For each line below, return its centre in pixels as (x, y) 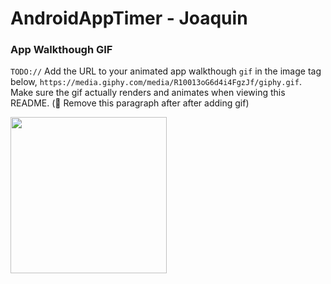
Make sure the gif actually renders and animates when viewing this (148, 93)
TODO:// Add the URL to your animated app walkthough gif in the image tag (166, 71)
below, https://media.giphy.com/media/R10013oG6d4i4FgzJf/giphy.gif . (156, 82)
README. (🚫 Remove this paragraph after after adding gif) (130, 103)
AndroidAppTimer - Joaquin (129, 18)
